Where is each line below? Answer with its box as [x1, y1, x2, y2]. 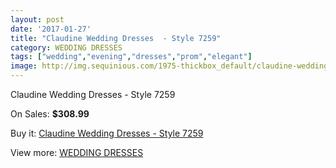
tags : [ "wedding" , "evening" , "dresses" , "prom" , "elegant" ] [10, 52, 253, 62]
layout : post [10, 14, 65, 25]
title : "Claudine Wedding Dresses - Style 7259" [10, 33, 222, 43]
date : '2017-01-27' [10, 24, 92, 34]
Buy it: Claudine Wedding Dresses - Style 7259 [10, 127, 204, 139]
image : [10, 61, 38, 71]
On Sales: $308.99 [10, 108, 90, 120]
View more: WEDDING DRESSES [10, 147, 144, 158]
